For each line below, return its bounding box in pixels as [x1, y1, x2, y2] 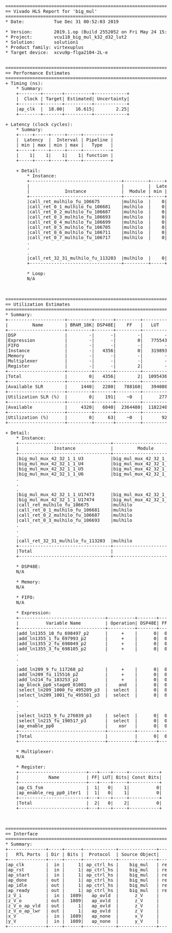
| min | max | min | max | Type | [16, 142, 114, 148]
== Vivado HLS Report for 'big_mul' [5, 9, 97, 14]
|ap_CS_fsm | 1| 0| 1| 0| [16, 785, 162, 790]
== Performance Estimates [5, 70, 71, 76]
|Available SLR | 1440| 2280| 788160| [5, 384, 143, 389]
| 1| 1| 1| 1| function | [16, 153, 114, 158]
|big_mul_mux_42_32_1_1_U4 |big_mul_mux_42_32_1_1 [16, 461, 170, 466]
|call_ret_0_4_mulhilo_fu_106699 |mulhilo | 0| [27, 219, 167, 225]
